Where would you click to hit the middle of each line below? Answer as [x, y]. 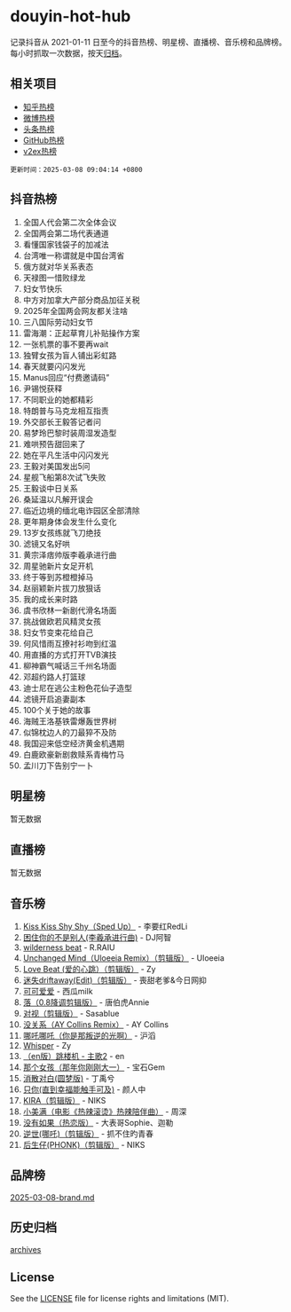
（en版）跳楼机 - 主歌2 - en [74, 1056]
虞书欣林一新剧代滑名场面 [70, 610]
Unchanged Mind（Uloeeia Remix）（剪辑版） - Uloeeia [124, 958]
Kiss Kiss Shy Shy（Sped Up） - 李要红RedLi [105, 926]
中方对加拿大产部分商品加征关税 [81, 300]
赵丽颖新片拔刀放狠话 [62, 588]
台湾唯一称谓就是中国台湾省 [74, 255]
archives [26, 1249]
